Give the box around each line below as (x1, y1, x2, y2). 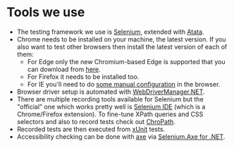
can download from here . (27, 65, 101, 73)
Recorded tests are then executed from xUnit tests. (16, 125, 166, 133)
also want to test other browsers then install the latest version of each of (16, 42, 228, 51)
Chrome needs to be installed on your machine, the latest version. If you (16, 35, 226, 43)
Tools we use (6, 4, 85, 20)
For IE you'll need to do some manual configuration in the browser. (27, 80, 221, 88)
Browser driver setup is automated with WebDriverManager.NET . (16, 87, 205, 96)
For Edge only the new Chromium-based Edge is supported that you (27, 57, 226, 66)
